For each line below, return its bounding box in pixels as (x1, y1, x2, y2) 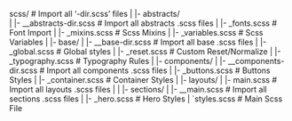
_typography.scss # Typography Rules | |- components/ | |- (9, 56, 226, 66)
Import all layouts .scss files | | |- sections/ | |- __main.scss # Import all (9, 85, 268, 94)
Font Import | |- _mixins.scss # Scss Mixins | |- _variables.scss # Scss (9, 28, 264, 37)
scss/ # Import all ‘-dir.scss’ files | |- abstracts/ (9, 9, 180, 19)
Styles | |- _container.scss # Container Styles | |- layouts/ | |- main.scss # (9, 75, 278, 85)
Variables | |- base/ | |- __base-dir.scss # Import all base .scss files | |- (9, 36, 267, 47)
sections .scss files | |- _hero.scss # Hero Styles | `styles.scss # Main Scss (9, 93, 283, 104)
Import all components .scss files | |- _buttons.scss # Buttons (46, 65, 271, 76)
